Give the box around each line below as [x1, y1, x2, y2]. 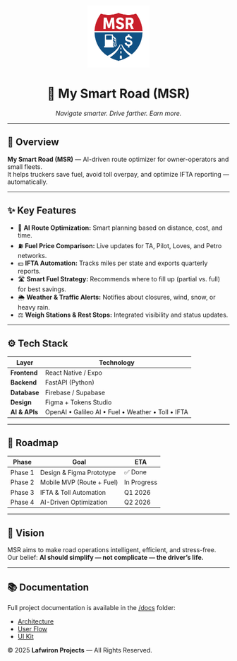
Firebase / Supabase [44, 388, 106, 397]
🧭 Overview [7, 136, 59, 148]
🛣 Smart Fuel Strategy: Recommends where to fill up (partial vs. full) [17, 274, 221, 283]
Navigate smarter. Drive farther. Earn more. [55, 109, 182, 117]
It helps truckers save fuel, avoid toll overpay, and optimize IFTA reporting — [7, 170, 230, 178]
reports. [17, 267, 41, 275]
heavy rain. [17, 303, 51, 311]
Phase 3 [10, 488, 35, 496]
